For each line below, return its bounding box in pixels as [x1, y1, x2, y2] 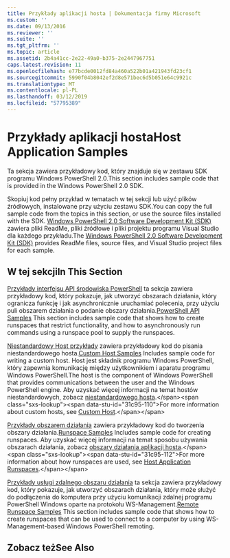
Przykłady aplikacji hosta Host [7, 130, 181, 145]
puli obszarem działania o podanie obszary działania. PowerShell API [7, 306, 200, 314]
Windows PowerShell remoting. [66, 521, 154, 530]
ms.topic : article [7, 49, 60, 56]
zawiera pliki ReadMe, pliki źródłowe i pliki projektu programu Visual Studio [7, 224, 220, 232]
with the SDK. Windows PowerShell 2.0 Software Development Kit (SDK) [7, 216, 211, 225]
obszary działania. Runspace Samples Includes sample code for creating [7, 428, 211, 436]
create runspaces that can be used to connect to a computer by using [7, 515, 205, 523]
